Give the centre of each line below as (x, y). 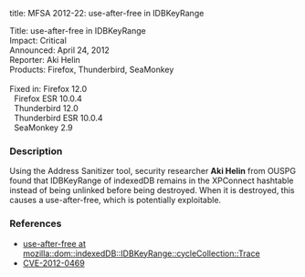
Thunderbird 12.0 (46, 108)
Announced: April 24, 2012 (59, 50)
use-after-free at (54, 243)
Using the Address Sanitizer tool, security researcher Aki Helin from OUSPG (153, 171)
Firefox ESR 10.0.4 (47, 98)
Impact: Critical (38, 41)
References (36, 224)
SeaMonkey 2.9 (43, 128)
